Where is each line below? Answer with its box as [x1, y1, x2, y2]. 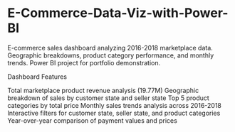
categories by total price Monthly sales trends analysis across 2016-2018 [7, 101, 222, 109]
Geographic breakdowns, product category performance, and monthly [7, 51, 214, 60]
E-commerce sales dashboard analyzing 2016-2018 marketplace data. [7, 43, 214, 52]
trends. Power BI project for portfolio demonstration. [7, 58, 161, 67]
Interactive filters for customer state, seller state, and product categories [7, 109, 221, 117]
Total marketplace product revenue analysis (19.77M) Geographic [7, 86, 199, 94]
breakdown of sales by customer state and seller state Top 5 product [7, 94, 210, 102]
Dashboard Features [7, 72, 68, 81]
